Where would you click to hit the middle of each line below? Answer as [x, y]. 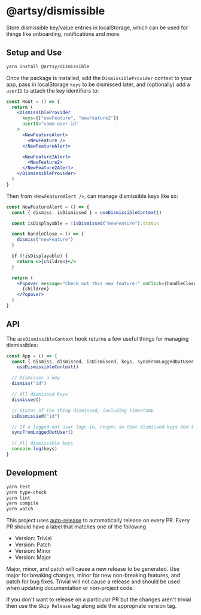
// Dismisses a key [36, 378]
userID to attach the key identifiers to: [53, 90]
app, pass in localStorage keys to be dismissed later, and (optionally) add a [98, 84]
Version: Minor [33, 551]
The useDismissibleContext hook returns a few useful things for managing [98, 338]
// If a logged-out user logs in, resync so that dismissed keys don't [103, 427]
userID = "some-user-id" [50, 124]
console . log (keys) [35, 449]
